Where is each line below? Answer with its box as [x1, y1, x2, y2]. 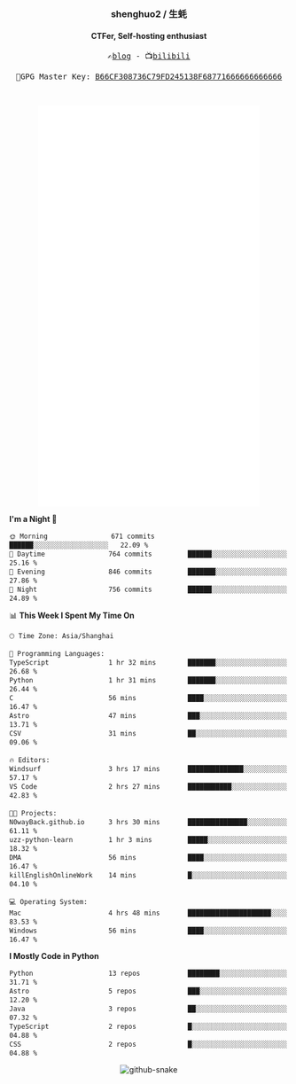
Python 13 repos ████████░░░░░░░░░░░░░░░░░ [9, 969, 288, 979]
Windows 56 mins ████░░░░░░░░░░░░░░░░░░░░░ [9, 926, 288, 936]
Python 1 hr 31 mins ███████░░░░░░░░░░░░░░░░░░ [9, 676, 288, 685]
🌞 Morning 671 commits [9, 532, 155, 542]
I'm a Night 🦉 [9, 514, 58, 525]
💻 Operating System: [9, 898, 89, 907]
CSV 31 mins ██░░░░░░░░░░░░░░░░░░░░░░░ [9, 729, 288, 738]
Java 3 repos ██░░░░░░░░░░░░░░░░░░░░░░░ [9, 1004, 288, 1014]
